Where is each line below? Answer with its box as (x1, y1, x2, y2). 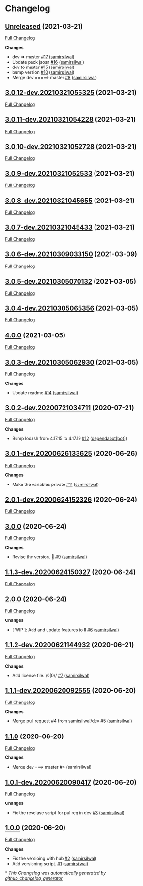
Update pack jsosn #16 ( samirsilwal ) (12, 59, 85, 65)
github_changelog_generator (5, 875, 63, 881)
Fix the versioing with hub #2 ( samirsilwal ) (12, 855, 97, 861)
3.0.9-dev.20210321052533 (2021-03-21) (5, 169, 135, 178)
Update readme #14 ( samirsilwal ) (12, 389, 79, 396)
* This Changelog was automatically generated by (5, 870, 106, 876)
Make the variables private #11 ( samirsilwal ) (12, 481, 99, 487)
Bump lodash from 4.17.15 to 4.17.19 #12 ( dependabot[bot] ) (12, 435, 127, 441)
